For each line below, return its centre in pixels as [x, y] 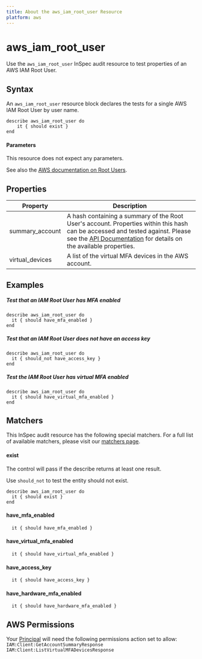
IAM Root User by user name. [43, 110]
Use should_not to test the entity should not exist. [68, 480]
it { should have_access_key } [51, 580]
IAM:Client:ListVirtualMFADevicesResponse [60, 650]
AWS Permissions [40, 624]
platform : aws [24, 17]
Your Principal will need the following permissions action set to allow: [92, 639]
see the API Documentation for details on [125, 239]
